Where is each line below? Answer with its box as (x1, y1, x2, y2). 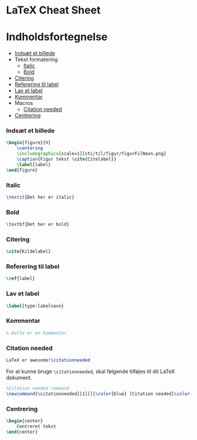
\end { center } (6, 429, 38, 435)
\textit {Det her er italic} (6, 194, 75, 200)
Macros (14, 100, 33, 107)
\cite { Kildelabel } (6, 248, 51, 255)
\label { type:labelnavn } (6, 303, 64, 309)
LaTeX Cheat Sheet (6, 4, 101, 17)
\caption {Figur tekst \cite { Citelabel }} (16, 156, 117, 162)
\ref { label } (6, 276, 35, 282)
